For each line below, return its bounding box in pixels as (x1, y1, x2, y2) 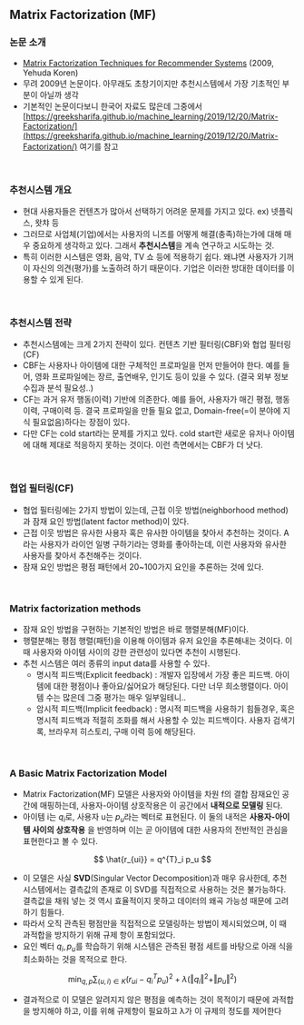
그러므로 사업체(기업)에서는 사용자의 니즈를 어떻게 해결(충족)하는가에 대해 (22, 228, 283, 239)
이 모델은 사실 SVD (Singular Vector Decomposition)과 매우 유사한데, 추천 (22, 872, 288, 883)
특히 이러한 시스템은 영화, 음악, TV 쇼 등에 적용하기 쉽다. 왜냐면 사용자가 (22, 251, 278, 262)
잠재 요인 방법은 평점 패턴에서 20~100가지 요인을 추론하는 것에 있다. (22, 561, 265, 572)
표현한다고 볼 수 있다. (22, 835, 98, 846)
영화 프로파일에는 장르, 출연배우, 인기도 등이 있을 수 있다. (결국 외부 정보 (34, 372, 289, 383)
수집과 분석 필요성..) (22, 383, 93, 393)
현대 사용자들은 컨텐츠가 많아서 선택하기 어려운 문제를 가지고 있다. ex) (22, 205, 270, 216)
